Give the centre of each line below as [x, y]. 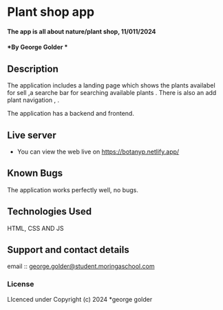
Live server [32, 135]
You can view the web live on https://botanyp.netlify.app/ [98, 152]
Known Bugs [35, 173]
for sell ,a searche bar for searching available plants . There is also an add [112, 93]
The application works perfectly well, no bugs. [73, 189]
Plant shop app [51, 12]
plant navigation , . [33, 100]
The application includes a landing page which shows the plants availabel [111, 85]
